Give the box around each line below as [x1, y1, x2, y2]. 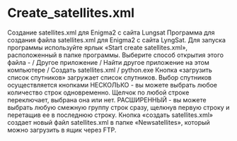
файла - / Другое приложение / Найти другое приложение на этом [7, 58, 210, 66]
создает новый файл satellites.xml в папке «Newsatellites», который [7, 118, 210, 126]
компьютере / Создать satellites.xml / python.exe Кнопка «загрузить [7, 66, 212, 74]
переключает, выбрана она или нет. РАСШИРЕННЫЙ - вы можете [7, 95, 207, 104]
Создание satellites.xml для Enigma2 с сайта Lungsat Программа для [7, 28, 215, 37]
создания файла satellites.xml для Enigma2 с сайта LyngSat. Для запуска [7, 35, 226, 44]
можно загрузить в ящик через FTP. [7, 125, 117, 134]
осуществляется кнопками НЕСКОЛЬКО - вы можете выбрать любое [7, 80, 218, 89]
